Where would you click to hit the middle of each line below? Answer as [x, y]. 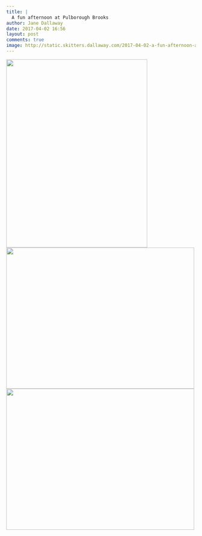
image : [14, 46]
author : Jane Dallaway [35, 23]
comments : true [25, 40]
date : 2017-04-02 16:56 [36, 29]
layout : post [23, 34]
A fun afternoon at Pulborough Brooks [60, 17]
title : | [17, 12]
